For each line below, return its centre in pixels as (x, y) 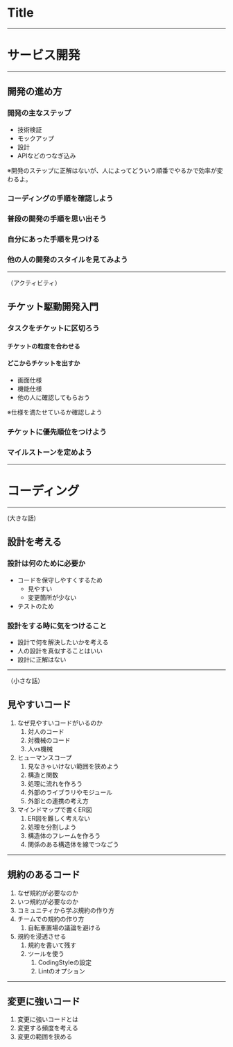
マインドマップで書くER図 (54, 810)
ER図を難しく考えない (59, 818)
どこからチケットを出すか (44, 363)
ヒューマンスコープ (44, 757)
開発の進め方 (35, 92)
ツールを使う (46, 953)
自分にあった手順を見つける (53, 240)
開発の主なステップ (39, 113)
